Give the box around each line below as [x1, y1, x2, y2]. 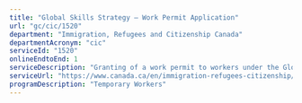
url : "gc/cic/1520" [9, 21, 83, 30]
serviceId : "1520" [9, 47, 78, 56]
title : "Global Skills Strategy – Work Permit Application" [9, 13, 240, 22]
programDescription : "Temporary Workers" [9, 80, 167, 89]
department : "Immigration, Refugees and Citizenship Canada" [9, 30, 244, 39]
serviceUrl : [9, 72, 54, 81]
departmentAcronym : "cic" [9, 38, 106, 47]
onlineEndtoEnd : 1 [9, 55, 78, 64]
